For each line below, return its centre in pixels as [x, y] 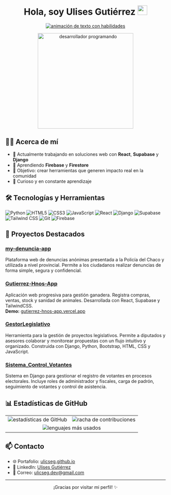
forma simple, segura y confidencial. [44, 270]
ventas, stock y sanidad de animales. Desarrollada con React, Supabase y [83, 300]
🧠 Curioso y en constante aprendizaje [52, 181]
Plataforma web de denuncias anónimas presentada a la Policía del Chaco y [85, 260]
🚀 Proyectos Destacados [45, 234]
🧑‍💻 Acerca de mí [32, 142]
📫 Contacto [25, 446]
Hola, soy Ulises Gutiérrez [80, 12]
